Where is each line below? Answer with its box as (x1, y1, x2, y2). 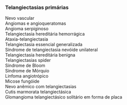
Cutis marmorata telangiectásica (5, 89, 72, 95)
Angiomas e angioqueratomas (5, 20, 66, 26)
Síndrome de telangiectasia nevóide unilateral (5, 47, 98, 53)
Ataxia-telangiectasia (5, 36, 48, 42)
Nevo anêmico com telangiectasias (5, 84, 77, 90)
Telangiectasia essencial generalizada (5, 42, 83, 48)
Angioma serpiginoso (5, 26, 48, 32)
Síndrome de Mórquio (5, 68, 49, 74)
